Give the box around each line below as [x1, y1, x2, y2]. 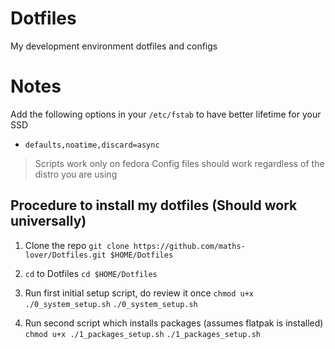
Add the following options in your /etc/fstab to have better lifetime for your [10, 108, 322, 120]
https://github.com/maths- [133, 241, 246, 251]
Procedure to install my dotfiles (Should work [10, 197, 298, 214]
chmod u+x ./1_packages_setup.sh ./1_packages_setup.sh [24, 329, 261, 339]
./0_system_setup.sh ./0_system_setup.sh [24, 299, 198, 309]
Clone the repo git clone [24, 239, 130, 251]
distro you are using [34, 168, 118, 180]
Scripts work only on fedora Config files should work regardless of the [34, 157, 325, 169]
